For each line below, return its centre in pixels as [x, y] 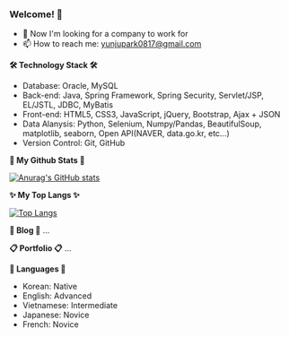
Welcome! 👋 [36, 14]
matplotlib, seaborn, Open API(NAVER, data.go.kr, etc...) [126, 134]
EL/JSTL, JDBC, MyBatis [68, 105]
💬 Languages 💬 [38, 269]
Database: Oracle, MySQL [70, 86]
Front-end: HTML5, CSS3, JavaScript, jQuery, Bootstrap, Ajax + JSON [151, 115]
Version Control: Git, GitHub [74, 143]
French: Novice [50, 324]
